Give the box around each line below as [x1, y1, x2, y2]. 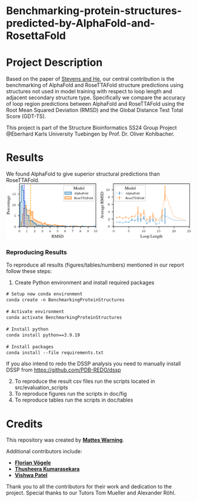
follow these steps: [6, 268, 52, 275]
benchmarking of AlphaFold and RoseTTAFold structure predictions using [6, 82, 184, 89]
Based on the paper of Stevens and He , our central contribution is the [6, 75, 175, 83]
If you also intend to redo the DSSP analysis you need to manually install [6, 360, 181, 368]
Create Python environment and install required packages [14, 279, 155, 286]
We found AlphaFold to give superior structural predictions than [6, 170, 160, 177]
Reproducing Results [6, 248, 68, 257]
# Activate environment [6, 309, 65, 315]
